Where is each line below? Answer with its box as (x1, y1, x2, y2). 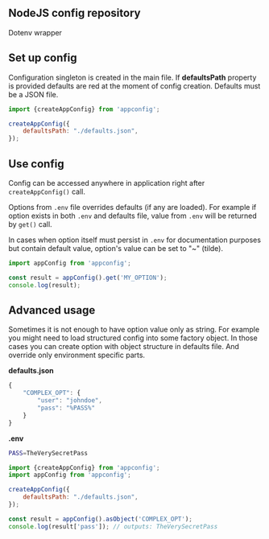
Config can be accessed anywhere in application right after (8, 178, 205, 187)
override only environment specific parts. (8, 350, 146, 360)
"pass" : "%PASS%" (37, 404, 95, 412)
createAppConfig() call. (8, 187, 86, 196)
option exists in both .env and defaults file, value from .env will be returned (8, 211, 258, 220)
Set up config (8, 51, 78, 65)
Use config (8, 157, 64, 171)
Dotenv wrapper (8, 27, 63, 37)
